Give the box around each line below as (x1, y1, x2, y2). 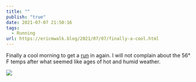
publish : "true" (6, 14, 46, 20)
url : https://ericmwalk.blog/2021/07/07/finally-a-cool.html (6, 36, 160, 42)
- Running (11, 30, 35, 36)
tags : (6, 25, 19, 31)
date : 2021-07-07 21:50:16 (6, 19, 72, 25)
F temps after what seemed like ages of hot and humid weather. (6, 58, 161, 65)
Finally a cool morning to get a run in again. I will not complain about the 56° (6, 52, 191, 59)
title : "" (6, 8, 31, 15)
